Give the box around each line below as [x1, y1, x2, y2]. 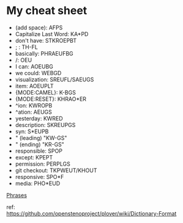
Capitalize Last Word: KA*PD [15, 30, 89, 37]
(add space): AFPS [15, 24, 63, 31]
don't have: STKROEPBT [15, 37, 77, 44]
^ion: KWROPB [15, 101, 53, 109]
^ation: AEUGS [15, 108, 52, 115]
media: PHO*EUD [15, 180, 61, 187]
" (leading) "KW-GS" [15, 134, 67, 141]
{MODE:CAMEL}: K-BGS [15, 89, 77, 96]
